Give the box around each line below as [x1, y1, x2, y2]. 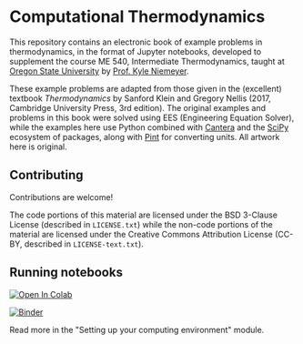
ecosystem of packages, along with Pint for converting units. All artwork [9, 131, 280, 142]
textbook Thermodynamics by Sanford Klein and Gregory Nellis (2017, [9, 93, 271, 104]
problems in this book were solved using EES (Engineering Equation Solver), [9, 112, 295, 123]
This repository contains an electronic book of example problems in [9, 36, 263, 47]
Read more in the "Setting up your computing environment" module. [9, 324, 265, 335]
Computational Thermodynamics [9, 6, 266, 27]
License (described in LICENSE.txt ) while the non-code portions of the [9, 218, 273, 229]
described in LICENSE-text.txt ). [24, 238, 144, 249]
